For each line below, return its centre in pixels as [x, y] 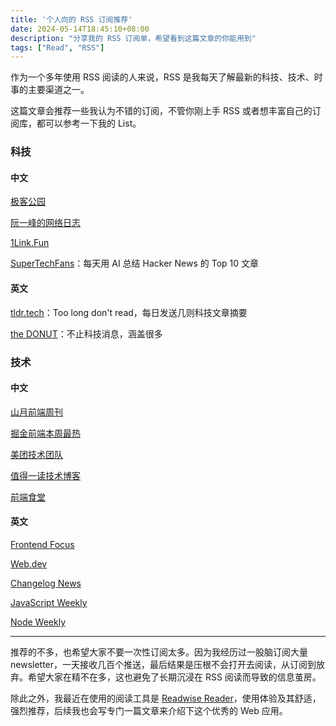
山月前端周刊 [36, 412]
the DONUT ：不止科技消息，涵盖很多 [86, 333]
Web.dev [29, 563]
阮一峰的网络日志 [45, 223]
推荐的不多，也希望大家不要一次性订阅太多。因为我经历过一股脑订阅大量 [159, 652]
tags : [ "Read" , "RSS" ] [57, 47]
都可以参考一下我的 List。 [89, 123]
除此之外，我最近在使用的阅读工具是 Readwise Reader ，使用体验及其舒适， [166, 698]
